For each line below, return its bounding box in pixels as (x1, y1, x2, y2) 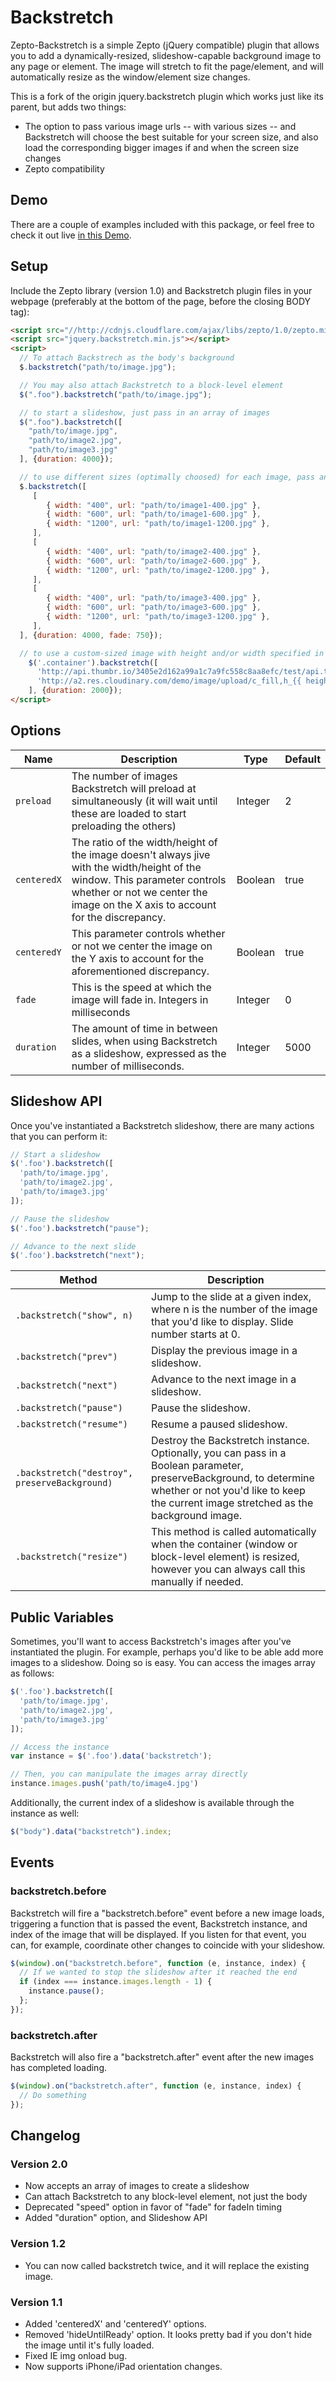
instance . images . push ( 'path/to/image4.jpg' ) (10, 1779, 199, 1789)
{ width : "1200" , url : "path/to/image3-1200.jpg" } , (46, 612, 271, 622)
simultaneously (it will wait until (71, 794, 218, 808)
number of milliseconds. (71, 1059, 185, 1073)
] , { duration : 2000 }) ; (28, 686, 123, 696)
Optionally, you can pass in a (151, 1446, 287, 1460)
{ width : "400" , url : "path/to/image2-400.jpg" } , (46, 546, 262, 556)
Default (284, 752, 321, 766)
